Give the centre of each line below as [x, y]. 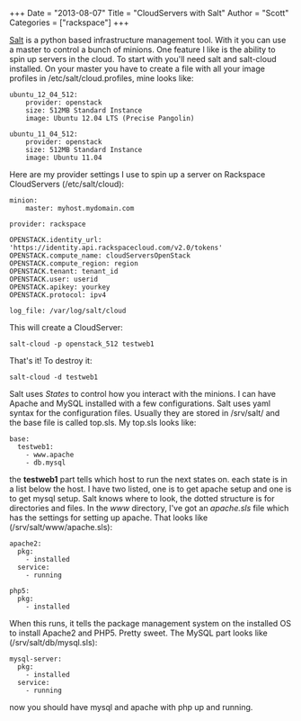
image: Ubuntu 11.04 [64, 158]
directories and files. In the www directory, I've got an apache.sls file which [149, 508]
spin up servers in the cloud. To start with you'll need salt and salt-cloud [143, 59]
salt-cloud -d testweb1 [54, 377]
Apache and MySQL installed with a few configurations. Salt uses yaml [140, 403]
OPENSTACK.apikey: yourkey [60, 287]
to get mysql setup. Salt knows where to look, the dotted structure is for [142, 498]
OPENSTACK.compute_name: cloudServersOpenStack [100, 256]
